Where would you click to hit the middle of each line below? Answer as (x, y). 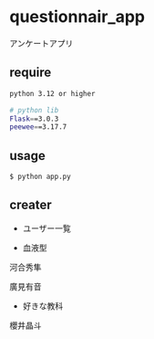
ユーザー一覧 (46, 228)
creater (31, 205)
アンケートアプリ (41, 43)
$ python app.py (40, 177)
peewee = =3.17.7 (38, 127)
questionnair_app (77, 17)
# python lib (34, 110)
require (31, 73)
